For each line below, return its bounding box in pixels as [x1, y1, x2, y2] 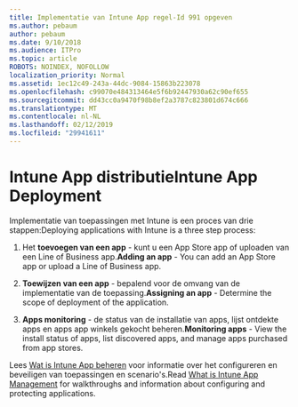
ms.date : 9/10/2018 [9, 37, 82, 47]
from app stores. [21, 342, 84, 353]
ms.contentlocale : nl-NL [9, 112, 101, 121]
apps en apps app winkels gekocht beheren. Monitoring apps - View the [21, 323, 287, 334]
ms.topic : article [9, 54, 77, 63]
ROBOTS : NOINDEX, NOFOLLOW [9, 63, 109, 72]
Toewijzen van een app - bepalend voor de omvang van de [21, 277, 241, 289]
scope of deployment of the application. [21, 297, 169, 307]
